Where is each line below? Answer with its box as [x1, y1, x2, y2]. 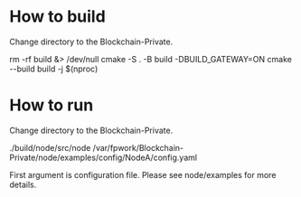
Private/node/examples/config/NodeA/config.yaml [9, 152, 197, 163]
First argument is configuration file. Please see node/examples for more [9, 169, 277, 180]
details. [9, 179, 37, 190]
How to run [9, 95, 94, 116]
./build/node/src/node [9, 142, 91, 153]
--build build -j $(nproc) [9, 63, 99, 74]
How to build [9, 6, 106, 27]
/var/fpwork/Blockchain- [92, 142, 183, 153]
